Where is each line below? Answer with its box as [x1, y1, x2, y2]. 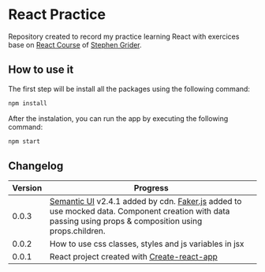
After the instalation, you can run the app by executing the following [8, 113, 229, 123]
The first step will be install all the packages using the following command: [8, 84, 251, 93]
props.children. [50, 225, 106, 236]
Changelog [8, 159, 64, 172]
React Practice [8, 6, 106, 24]
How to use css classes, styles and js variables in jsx [50, 239, 244, 250]
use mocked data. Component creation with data [50, 206, 230, 217]
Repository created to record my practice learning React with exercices [8, 32, 240, 41]
